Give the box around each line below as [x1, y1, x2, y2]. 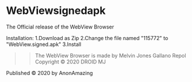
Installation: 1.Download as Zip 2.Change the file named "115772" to [6, 34, 169, 41]
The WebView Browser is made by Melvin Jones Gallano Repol [35, 52, 186, 59]
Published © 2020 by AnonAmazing [6, 69, 93, 76]
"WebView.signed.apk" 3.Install [6, 41, 82, 48]
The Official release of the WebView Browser [6, 23, 114, 30]
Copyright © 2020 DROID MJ [35, 58, 107, 65]
